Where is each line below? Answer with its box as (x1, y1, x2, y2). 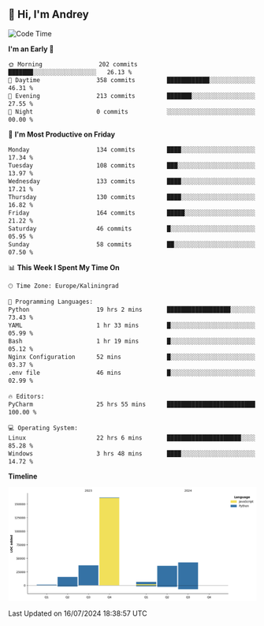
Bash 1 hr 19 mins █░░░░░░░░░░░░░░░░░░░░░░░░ (8, 337, 256, 345)
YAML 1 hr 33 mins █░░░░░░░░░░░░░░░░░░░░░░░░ (8, 321, 256, 329)
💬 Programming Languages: (8, 298, 93, 306)
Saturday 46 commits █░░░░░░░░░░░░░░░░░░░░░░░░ (8, 224, 256, 233)
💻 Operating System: (8, 424, 79, 432)
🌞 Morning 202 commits (8, 60, 138, 68)
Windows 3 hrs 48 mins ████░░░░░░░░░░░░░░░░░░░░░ (8, 449, 256, 458)
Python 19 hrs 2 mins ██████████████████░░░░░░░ (8, 306, 256, 313)
